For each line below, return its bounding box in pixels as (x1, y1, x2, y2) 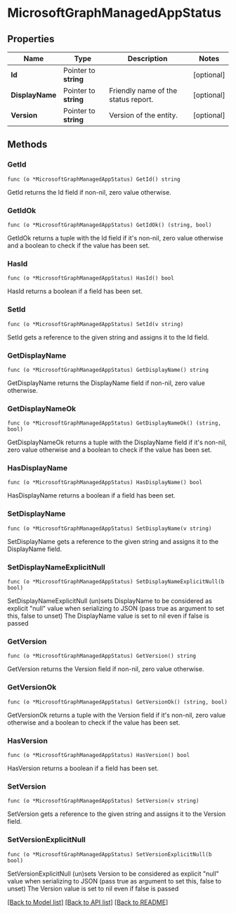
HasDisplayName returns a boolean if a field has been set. (7, 491, 176, 500)
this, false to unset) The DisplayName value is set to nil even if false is (7, 611, 209, 620)
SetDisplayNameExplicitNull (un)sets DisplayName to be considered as (7, 597, 212, 605)
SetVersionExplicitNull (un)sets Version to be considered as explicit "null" (7, 869, 219, 878)
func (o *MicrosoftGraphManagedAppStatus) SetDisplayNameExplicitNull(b (7, 578, 225, 585)
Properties (7, 33, 55, 45)
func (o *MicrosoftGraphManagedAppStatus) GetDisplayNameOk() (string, (7, 420, 221, 427)
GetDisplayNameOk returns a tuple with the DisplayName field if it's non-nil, (7, 438, 227, 447)
